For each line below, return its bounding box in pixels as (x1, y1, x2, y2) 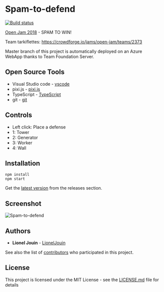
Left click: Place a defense (12, 124, 66, 130)
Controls (5, 111, 32, 119)
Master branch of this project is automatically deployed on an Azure (5, 48, 142, 54)
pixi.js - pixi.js (12, 86, 40, 92)
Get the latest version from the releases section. (5, 185, 102, 191)
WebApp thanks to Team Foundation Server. (5, 53, 94, 60)
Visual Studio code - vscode (12, 81, 70, 87)
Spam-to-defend (5, 3, 76, 15)
